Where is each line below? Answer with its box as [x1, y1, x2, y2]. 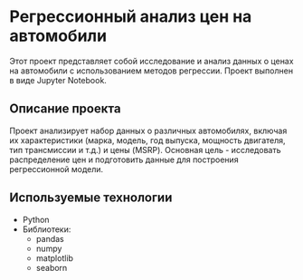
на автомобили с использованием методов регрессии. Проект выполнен [9, 65, 294, 76]
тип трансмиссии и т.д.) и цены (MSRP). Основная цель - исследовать [9, 144, 281, 155]
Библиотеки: [22, 224, 71, 235]
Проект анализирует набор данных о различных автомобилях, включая [9, 125, 288, 136]
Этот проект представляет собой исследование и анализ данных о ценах [9, 55, 294, 66]
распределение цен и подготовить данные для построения [9, 154, 239, 165]
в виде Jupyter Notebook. [9, 74, 107, 85]
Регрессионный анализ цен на [9, 6, 252, 27]
